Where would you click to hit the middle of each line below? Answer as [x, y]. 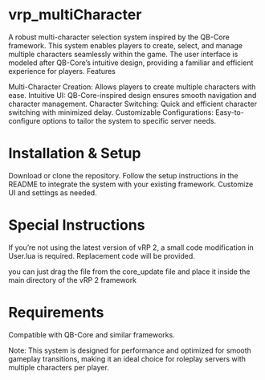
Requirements [56, 313]
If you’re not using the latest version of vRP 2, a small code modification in [131, 247]
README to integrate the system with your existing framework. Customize [131, 184]
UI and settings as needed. [53, 192]
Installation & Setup [75, 153]
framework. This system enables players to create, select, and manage [126, 45]
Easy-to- [230, 112]
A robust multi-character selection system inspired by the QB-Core [119, 37]
